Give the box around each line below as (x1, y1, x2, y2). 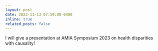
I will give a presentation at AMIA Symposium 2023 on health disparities (5, 35, 153, 41)
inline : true (5, 16, 32, 21)
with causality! (5, 40, 35, 46)
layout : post (5, 7, 32, 12)
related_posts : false (5, 21, 50, 26)
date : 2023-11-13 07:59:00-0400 (5, 12, 72, 17)
